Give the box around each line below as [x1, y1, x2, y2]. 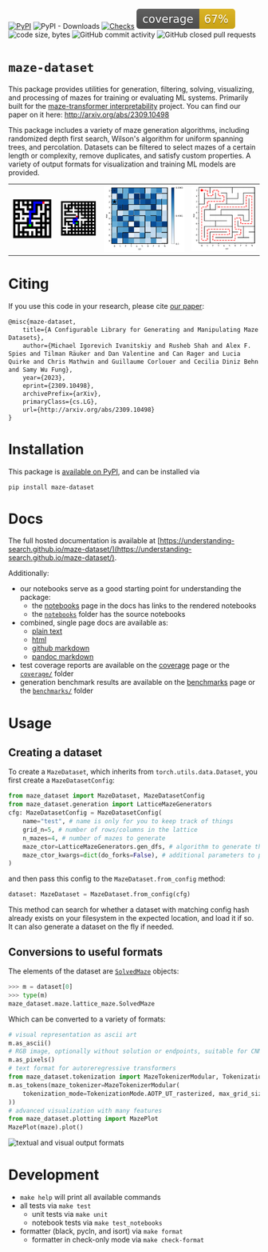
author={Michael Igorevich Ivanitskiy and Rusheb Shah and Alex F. [22, 342, 251, 350]
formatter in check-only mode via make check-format [31, 1235, 205, 1245]
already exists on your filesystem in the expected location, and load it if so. [8, 914, 254, 923]
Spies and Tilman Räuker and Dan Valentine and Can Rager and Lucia [8, 350, 241, 358]
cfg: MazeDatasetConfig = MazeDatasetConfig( [8, 809, 162, 817]
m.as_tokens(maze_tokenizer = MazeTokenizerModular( [8, 1081, 180, 1089]
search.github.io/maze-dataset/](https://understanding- [8, 545, 192, 554]
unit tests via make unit [31, 1210, 108, 1219]
